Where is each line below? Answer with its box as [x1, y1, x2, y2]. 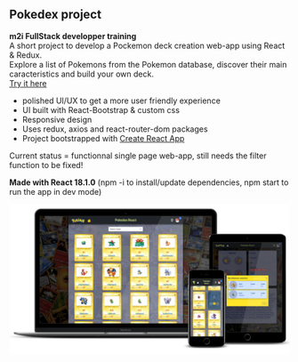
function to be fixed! [9, 159, 84, 170]
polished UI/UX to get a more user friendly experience [21, 95, 221, 106]
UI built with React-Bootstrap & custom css [21, 104, 181, 115]
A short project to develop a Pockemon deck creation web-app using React [9, 40, 286, 51]
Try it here [9, 77, 47, 88]
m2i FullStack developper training [9, 30, 137, 41]
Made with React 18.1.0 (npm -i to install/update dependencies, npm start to [9, 177, 289, 188]
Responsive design [21, 114, 93, 125]
